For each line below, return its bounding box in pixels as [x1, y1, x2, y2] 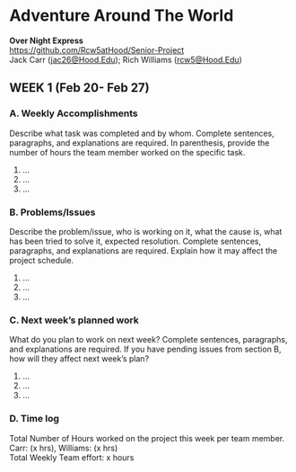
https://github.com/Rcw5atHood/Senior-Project [9, 44, 185, 55]
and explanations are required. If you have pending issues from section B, [9, 343, 282, 355]
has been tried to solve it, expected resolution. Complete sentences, [9, 236, 262, 246]
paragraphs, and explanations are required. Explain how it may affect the [9, 245, 278, 256]
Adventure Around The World [9, 5, 234, 26]
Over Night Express [9, 35, 83, 46]
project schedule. [9, 254, 74, 265]
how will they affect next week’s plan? [9, 353, 150, 364]
